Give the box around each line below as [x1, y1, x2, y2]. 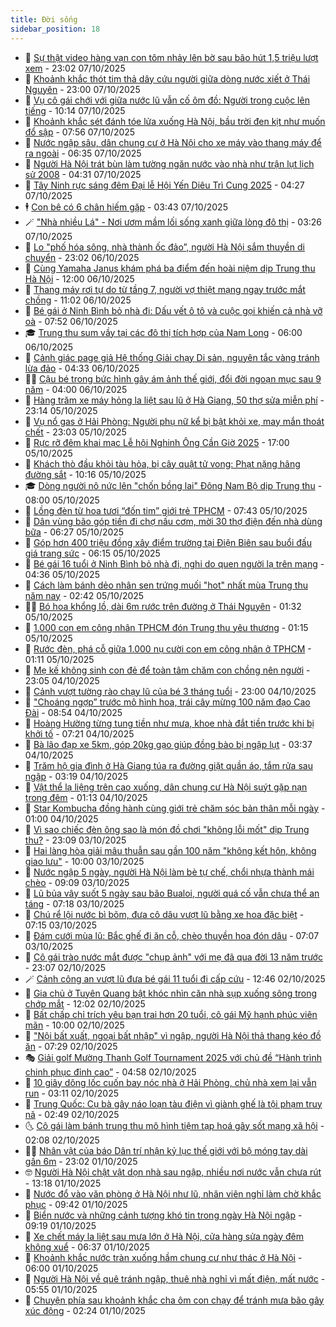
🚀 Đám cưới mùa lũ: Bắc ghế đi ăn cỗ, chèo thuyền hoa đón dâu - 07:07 [24, 929, 320, 941]
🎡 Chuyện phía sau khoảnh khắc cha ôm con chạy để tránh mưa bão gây [24, 1294, 325, 1306]
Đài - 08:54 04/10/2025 [24, 706, 123, 718]
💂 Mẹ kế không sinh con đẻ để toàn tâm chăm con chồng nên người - [24, 664, 311, 676]
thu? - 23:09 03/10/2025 [24, 834, 127, 846]
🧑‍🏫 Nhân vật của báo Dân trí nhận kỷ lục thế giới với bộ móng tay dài [24, 1144, 308, 1156]
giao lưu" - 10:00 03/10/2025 [24, 855, 145, 867]
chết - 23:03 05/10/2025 [24, 426, 127, 438]
